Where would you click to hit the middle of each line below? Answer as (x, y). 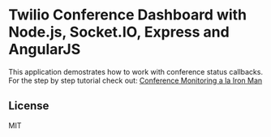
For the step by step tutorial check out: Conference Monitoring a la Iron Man (135, 80)
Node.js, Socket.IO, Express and (119, 32)
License (29, 106)
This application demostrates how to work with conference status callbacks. (136, 71)
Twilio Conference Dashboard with (128, 15)
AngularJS (45, 49)
